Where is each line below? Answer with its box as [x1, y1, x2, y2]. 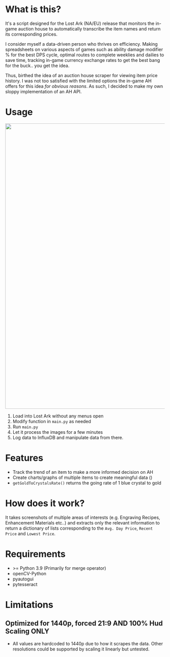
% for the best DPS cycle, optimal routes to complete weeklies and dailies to [5, 52, 164, 58]
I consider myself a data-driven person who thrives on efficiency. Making [5, 41, 158, 47]
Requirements [5, 548, 66, 560]
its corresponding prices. [5, 31, 58, 37]
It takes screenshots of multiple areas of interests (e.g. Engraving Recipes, [5, 514, 160, 521]
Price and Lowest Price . [5, 530, 56, 536]
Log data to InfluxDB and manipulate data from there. [12, 434, 124, 440]
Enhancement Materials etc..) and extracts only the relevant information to [5, 520, 160, 526]
